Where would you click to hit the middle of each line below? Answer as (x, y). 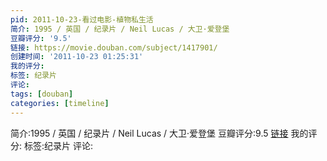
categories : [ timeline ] (60, 103)
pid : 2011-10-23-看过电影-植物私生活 (82, 19)
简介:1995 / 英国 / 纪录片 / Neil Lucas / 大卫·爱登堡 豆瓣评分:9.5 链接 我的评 (164, 133)
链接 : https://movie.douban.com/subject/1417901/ (114, 47)
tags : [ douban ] (42, 94)
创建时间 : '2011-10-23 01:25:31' (77, 57)
